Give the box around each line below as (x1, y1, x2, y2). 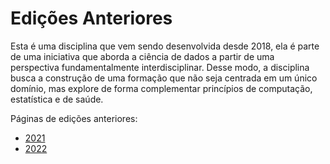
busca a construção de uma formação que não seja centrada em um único (10, 72, 318, 84)
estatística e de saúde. (10, 93, 104, 105)
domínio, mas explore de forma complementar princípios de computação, (10, 82, 313, 94)
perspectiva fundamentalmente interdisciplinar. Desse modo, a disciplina (10, 61, 310, 73)
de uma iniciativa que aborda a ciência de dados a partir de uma (10, 50, 275, 62)
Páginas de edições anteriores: (10, 112, 138, 124)
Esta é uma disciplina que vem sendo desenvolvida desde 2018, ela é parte (10, 40, 320, 52)
